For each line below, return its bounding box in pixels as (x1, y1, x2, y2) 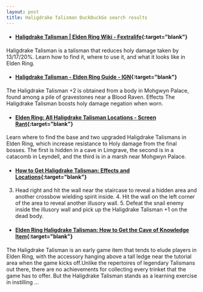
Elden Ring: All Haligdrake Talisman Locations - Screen (15, 113, 156, 121)
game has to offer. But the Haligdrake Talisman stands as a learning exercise (6, 272, 198, 279)
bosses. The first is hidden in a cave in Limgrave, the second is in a (6, 147, 174, 154)
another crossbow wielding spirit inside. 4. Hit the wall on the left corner (15, 193, 195, 201)
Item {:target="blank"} (15, 233, 73, 240)
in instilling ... (6, 278, 39, 285)
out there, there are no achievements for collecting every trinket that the (6, 265, 187, 273)
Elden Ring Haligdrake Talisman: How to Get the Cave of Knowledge (15, 226, 190, 233)
